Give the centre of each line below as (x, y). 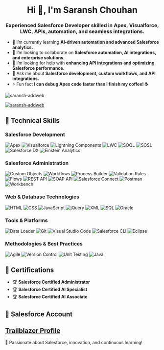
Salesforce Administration (37, 163)
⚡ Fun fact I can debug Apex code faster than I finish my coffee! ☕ (80, 84)
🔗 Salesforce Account (39, 314)
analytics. (23, 47)
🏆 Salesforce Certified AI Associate (50, 297)
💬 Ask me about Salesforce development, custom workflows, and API (84, 74)
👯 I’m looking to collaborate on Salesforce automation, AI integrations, (84, 53)
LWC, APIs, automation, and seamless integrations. (82, 31)
